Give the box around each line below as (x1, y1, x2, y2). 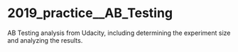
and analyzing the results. (7, 36, 83, 44)
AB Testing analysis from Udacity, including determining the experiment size (7, 28, 231, 37)
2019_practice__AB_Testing (7, 5, 173, 21)
